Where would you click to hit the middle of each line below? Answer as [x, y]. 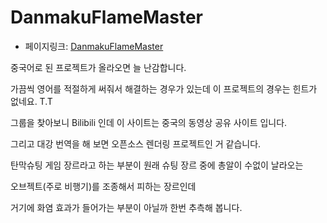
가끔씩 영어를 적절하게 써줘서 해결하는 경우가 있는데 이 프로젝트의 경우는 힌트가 [164, 88]
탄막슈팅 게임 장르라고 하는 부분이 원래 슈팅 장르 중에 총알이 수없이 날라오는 [157, 165]
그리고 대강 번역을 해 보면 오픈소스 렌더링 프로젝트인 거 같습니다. [136, 143]
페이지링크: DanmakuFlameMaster [94, 46]
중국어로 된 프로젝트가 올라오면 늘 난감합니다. [98, 67]
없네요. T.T [31, 101]
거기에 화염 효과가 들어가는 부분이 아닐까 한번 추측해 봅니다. [126, 207]
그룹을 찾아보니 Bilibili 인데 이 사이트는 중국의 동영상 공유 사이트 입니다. [149, 122]
